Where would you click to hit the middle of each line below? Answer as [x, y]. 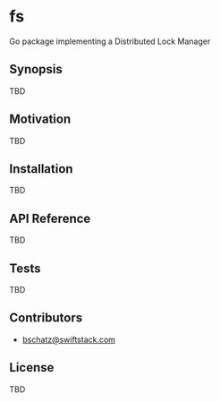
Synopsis [36, 69]
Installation [41, 169]
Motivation [40, 120]
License [32, 368]
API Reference [50, 218]
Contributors [46, 318]
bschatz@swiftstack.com [69, 339]
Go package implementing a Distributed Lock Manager [110, 41]
